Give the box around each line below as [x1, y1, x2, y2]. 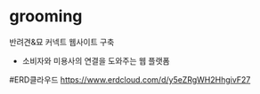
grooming [9, 6, 83, 27]
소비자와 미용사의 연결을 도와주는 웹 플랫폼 [21, 55, 171, 66]
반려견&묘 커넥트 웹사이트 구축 [9, 36, 115, 47]
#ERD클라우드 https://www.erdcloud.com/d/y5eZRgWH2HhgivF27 [9, 74, 251, 85]
